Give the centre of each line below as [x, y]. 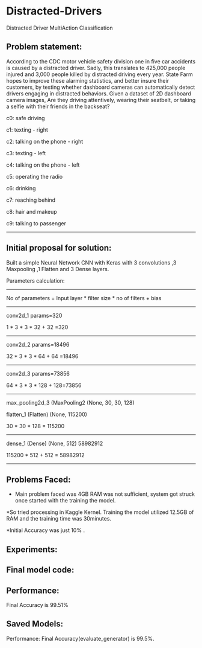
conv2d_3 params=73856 [38, 373]
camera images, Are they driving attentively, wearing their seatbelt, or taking [101, 100]
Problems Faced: [38, 479]
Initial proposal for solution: [59, 248]
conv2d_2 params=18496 [38, 344]
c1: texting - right [27, 130]
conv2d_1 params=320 [34, 315]
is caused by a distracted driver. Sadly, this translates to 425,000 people [96, 68]
